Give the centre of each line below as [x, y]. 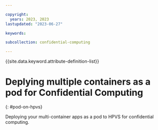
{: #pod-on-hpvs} [24, 107]
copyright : [17, 14]
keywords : [16, 33]
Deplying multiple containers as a [78, 82]
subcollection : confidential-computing [48, 42]
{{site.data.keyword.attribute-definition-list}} [52, 61]
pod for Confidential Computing [74, 93]
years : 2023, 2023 [30, 19]
